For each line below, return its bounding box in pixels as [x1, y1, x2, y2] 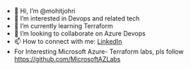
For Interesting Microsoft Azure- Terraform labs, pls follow [13, 47, 184, 56]
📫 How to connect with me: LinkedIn [13, 37, 122, 45]
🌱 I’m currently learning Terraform [13, 22, 113, 30]
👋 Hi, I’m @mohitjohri [13, 7, 76, 15]
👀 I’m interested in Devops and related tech [13, 14, 140, 23]
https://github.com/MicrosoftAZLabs [13, 55, 121, 63]
